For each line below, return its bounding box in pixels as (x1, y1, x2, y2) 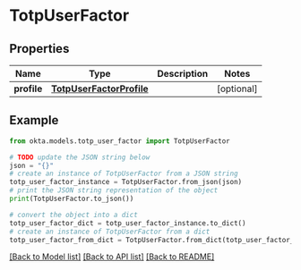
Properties (9, 41, 70, 56)
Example (9, 113, 59, 128)
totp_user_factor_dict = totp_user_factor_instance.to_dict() (9, 218, 246, 228)
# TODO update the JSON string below (9, 153, 150, 162)
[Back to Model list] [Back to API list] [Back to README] (9, 251, 215, 262)
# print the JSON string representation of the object (9, 186, 219, 195)
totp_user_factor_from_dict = (9, 235, 123, 244)
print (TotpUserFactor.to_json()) (9, 194, 134, 204)
